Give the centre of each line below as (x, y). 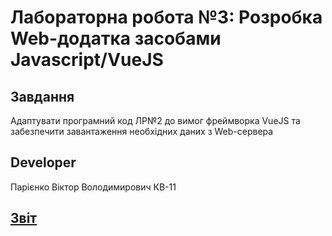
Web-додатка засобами (116, 38)
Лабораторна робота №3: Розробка (166, 17)
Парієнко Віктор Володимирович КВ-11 (93, 187)
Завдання (42, 96)
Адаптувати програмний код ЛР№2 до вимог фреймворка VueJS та (155, 120)
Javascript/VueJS (87, 60)
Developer (43, 162)
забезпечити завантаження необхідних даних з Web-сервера (142, 131)
